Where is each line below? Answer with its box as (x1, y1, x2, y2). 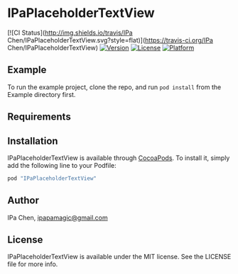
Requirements (7, 111, 71, 123)
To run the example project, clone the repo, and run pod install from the (7, 83, 222, 91)
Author (7, 195, 39, 207)
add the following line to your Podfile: (7, 161, 117, 169)
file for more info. (7, 260, 58, 268)
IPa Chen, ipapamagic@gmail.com (7, 213, 108, 222)
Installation (7, 135, 58, 147)
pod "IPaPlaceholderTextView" (7, 175, 97, 182)
